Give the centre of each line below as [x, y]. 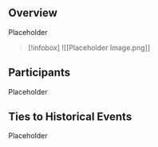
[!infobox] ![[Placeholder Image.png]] [89, 48]
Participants [39, 73]
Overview [33, 13]
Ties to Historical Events [70, 117]
